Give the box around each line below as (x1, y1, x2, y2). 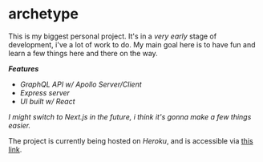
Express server (19, 87, 71, 97)
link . (8, 144, 22, 154)
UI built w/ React (19, 96, 75, 106)
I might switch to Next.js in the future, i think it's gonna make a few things (8, 111, 252, 121)
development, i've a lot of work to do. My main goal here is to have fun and (8, 39, 256, 49)
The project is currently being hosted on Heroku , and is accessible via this (8, 136, 254, 145)
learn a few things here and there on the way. (8, 48, 158, 58)
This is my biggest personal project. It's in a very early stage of (8, 31, 217, 41)
